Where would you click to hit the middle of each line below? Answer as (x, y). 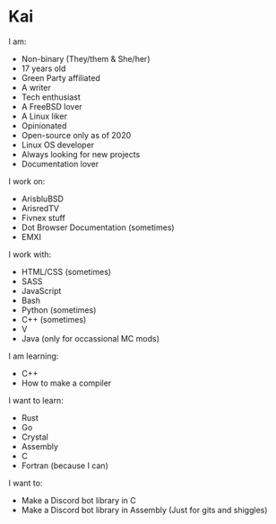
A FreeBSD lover (52, 106)
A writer (36, 87)
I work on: (27, 181)
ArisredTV (40, 208)
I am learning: (34, 356)
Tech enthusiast (51, 97)
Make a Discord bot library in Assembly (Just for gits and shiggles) (144, 510)
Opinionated (44, 125)
